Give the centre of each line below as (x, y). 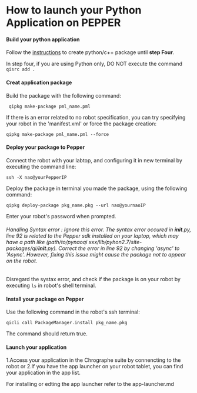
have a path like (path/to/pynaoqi (47, 242)
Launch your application (36, 347)
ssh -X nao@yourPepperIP (36, 177)
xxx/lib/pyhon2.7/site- (115, 242)
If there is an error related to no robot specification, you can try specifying (96, 117)
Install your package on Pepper (45, 299)
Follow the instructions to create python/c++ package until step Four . (90, 52)
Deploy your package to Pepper (46, 147)
